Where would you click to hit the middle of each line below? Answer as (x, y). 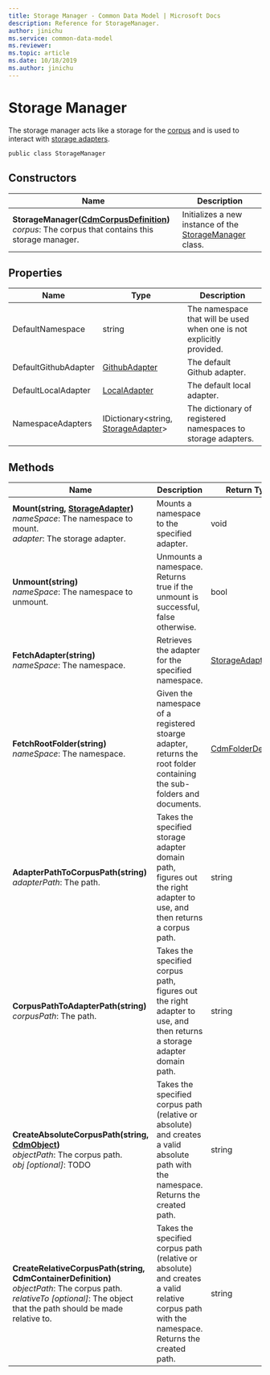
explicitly (204, 339)
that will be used (219, 319)
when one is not (217, 329)
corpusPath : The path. (55, 1016)
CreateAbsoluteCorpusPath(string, (80, 1135)
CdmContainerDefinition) (62, 1279)
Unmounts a (179, 557)
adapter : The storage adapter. (69, 539)
